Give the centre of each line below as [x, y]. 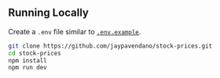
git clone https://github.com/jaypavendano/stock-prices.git [110, 46]
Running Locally [48, 13]
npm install [27, 60]
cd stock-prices [35, 53]
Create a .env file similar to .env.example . [75, 31]
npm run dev [27, 68]
